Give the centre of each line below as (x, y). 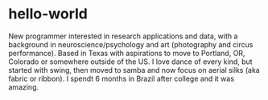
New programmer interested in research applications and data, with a (123, 36)
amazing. (23, 87)
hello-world (48, 14)
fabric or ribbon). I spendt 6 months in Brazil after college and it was (122, 78)
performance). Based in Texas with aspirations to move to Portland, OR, (127, 53)
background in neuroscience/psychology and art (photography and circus (131, 44)
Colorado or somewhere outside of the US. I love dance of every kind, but (130, 62)
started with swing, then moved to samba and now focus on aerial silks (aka (134, 70)
